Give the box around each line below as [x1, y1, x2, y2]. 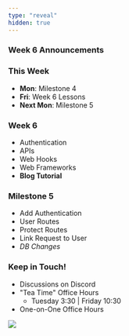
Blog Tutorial [19, 171, 63, 181]
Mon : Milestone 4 [19, 83, 77, 93]
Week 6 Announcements [8, 45, 104, 56]
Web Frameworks [19, 163, 77, 173]
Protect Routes [19, 225, 68, 235]
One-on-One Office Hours [19, 304, 104, 314]
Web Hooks [19, 155, 57, 164]
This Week [8, 66, 49, 77]
